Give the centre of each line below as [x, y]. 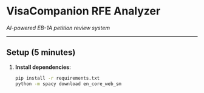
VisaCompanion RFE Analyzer [83, 11]
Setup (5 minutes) [41, 53]
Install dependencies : [43, 67]
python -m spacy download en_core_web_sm [68, 84]
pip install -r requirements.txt [57, 78]
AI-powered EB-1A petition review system [58, 28]
